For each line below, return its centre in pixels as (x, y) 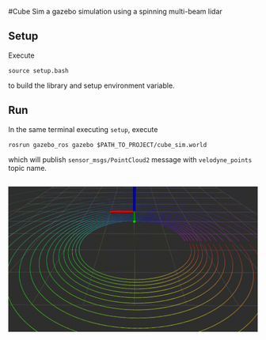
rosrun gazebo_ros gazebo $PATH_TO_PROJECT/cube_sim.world (108, 145)
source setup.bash (38, 70)
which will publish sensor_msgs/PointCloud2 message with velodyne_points (130, 159)
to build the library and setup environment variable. (92, 85)
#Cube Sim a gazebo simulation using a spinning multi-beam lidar (116, 11)
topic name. (28, 168)
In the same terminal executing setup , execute (83, 129)
